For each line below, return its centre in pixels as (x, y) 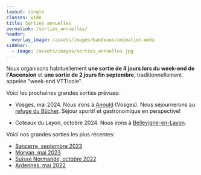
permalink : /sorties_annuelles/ (47, 29)
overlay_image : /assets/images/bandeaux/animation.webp (83, 40)
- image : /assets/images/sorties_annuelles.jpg (73, 51)
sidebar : (17, 46)
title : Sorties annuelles (39, 23)
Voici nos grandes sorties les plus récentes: (60, 134)
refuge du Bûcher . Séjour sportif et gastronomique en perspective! (98, 111)
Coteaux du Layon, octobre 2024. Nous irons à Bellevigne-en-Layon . (101, 122)
